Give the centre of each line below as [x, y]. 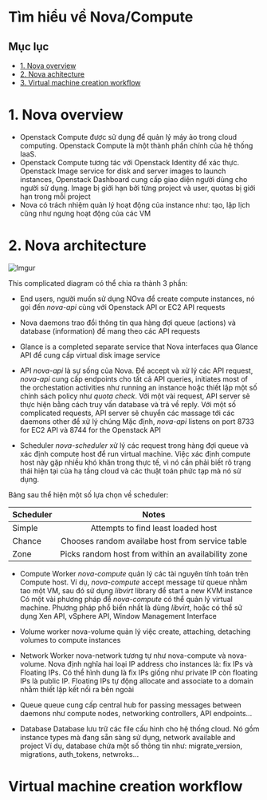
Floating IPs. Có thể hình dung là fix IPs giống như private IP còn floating [139, 672]
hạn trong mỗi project [55, 196]
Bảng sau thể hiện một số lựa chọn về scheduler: [88, 494]
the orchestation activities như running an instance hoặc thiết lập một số [138, 387]
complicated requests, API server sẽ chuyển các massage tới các [127, 413]
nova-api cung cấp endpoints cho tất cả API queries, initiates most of [134, 378]
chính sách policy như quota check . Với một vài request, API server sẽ [135, 396]
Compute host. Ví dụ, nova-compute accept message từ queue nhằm [133, 582]
